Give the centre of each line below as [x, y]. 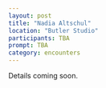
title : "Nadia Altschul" [50, 23]
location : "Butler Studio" [53, 30]
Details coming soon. [43, 76]
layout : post [30, 16]
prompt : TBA [28, 46]
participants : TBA [39, 38]
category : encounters [45, 53]
